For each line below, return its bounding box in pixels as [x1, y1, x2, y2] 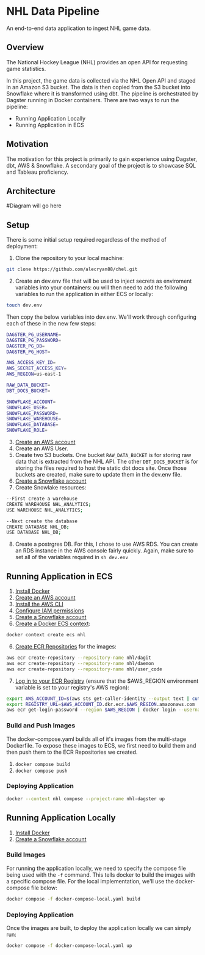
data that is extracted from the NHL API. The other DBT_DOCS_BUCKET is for [15, 458, 198, 466]
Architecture [6, 185, 56, 196]
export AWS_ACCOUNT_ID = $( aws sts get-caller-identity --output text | [6, 696, 190, 702]
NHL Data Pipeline [6, 4, 99, 18]
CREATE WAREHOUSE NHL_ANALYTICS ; [6, 501, 92, 507]
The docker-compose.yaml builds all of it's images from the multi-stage [6, 735, 187, 743]
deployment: [6, 243, 38, 250]
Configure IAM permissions [15, 607, 84, 614]
